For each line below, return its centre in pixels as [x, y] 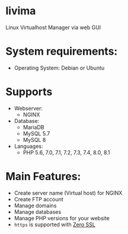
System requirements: [62, 51]
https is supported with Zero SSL [55, 224]
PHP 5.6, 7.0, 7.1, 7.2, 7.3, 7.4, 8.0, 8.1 [66, 152]
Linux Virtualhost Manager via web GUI [53, 27]
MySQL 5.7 [36, 133]
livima [21, 11]
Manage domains [35, 205]
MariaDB [34, 127]
